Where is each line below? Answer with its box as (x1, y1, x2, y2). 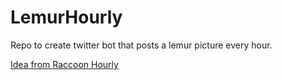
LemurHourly (10, 6, 123, 29)
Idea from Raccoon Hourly (10, 58, 119, 70)
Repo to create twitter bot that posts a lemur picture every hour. (10, 39, 273, 51)
